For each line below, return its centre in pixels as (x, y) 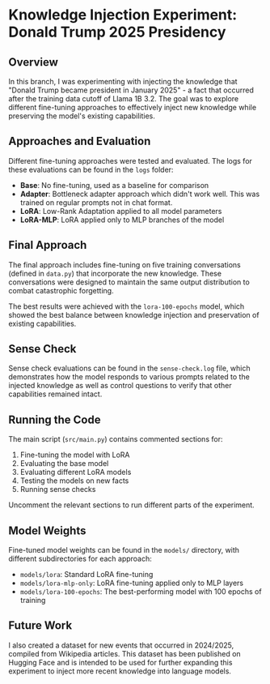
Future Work (40, 626)
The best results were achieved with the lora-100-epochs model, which (127, 306)
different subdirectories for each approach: (80, 559)
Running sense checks (58, 489)
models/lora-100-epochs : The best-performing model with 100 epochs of (141, 592)
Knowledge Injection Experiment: (123, 15)
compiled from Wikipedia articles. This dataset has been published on (124, 653)
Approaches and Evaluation (80, 141)
